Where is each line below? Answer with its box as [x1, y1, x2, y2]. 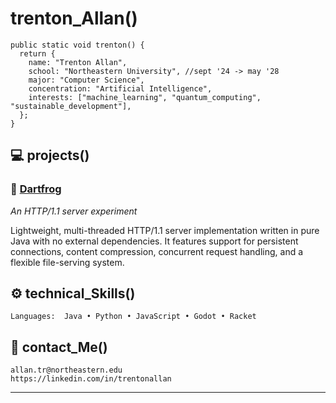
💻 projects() [10, 147, 90, 164]
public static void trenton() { [10, 40, 145, 50]
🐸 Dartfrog [10, 182, 62, 196]
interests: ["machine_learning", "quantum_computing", [28, 92, 262, 102]
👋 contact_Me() [10, 338, 108, 356]
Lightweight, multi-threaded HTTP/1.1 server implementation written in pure [10, 224, 320, 236]
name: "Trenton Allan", [28, 57, 128, 67]
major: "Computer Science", [28, 75, 145, 85]
